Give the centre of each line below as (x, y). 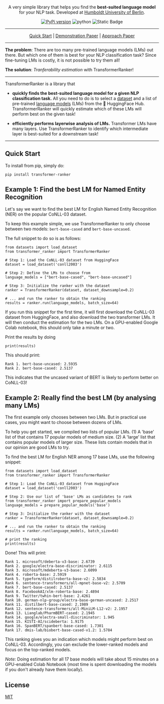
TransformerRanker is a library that (40, 84)
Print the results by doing (31, 337)
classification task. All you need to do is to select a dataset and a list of (84, 98)
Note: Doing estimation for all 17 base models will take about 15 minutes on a (82, 659)
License (17, 685)
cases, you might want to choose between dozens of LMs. (64, 422)
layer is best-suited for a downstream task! (55, 134)
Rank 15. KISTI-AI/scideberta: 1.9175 (44, 622)
